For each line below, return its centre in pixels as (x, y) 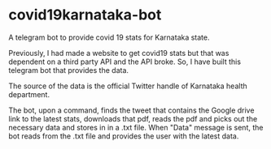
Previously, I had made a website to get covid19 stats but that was (119, 53)
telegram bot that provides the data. (68, 70)
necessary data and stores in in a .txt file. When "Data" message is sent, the (136, 127)
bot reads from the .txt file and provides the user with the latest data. (124, 136)
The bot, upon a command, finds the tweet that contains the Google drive (131, 110)
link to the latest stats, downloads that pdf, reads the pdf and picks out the (133, 118)
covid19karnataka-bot (85, 15)
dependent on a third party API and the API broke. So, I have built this (125, 62)
